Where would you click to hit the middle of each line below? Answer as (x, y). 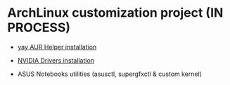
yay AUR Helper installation (57, 47)
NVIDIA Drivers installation (56, 60)
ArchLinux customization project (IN (115, 13)
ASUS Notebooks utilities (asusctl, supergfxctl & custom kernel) (110, 74)
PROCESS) (39, 28)
